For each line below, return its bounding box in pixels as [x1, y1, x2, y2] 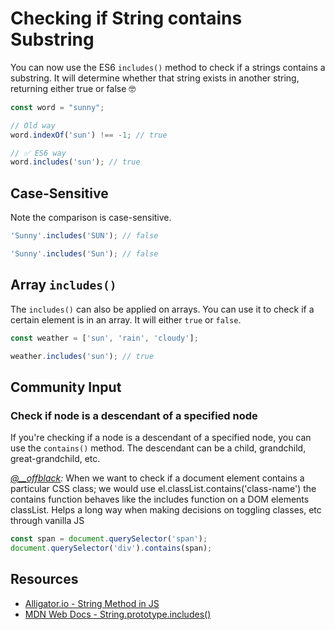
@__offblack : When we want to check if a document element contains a [10, 472, 305, 484]
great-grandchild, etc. [10, 453, 101, 465]
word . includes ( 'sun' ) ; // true [10, 157, 141, 167]
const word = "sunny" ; [10, 102, 105, 112]
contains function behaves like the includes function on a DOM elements [10, 493, 310, 506]
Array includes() [10, 277, 117, 294]
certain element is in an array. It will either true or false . [10, 313, 242, 326]
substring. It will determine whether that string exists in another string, [10, 72, 300, 84]
